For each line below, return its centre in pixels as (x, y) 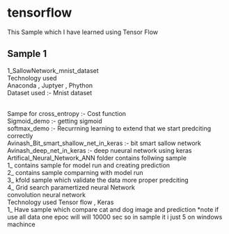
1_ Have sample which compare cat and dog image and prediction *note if (113, 209)
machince (22, 224)
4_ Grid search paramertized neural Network (71, 187)
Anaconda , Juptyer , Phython (50, 85)
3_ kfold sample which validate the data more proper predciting (98, 180)
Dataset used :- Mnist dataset (50, 92)
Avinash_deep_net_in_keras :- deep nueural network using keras (100, 150)
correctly (20, 135)
